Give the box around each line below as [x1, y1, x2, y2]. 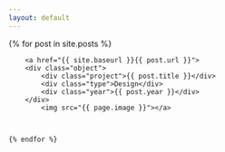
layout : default [8, 13, 70, 23]
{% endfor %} [8, 135, 58, 144]
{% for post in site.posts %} [8, 38, 112, 49]
